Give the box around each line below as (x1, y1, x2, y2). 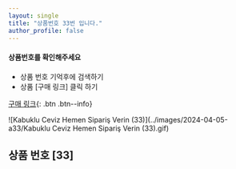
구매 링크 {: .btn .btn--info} (8, 99, 93, 108)
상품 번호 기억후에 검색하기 (19, 71, 104, 81)
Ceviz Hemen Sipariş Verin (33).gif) (51, 123, 170, 133)
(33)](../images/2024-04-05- (130, 115, 228, 124)
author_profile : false (8, 26, 84, 34)
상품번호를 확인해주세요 (8, 52, 82, 62)
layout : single (8, 11, 59, 20)
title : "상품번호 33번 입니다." (8, 19, 102, 27)
